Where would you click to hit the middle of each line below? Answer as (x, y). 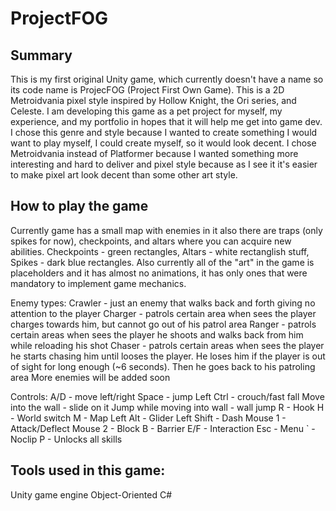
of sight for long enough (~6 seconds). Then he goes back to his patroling (163, 366)
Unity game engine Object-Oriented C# (91, 494)
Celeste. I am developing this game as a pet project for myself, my (146, 111)
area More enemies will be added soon (90, 377)
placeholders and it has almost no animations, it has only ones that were (159, 273)
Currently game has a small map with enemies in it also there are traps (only (166, 230)
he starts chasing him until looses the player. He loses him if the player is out (168, 356)
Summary (41, 55)
